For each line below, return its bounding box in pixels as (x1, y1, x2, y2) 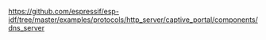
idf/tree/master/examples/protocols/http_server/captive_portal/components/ (8, 15, 258, 24)
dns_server (8, 24, 45, 32)
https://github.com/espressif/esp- (8, 7, 119, 16)
